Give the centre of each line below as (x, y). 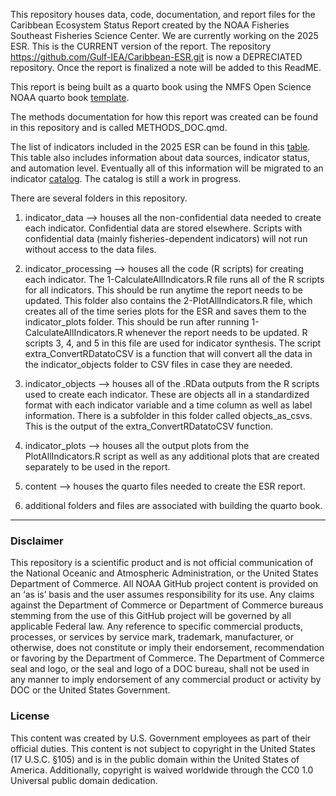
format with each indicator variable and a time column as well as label (168, 405)
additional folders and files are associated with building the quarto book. (173, 505)
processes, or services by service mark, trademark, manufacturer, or (152, 637)
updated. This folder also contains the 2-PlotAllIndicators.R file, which (168, 300)
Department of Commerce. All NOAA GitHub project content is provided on (164, 584)
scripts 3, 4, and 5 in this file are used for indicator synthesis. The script (173, 343)
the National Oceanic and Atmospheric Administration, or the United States (164, 573)
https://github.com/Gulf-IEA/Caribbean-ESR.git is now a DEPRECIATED (156, 57)
